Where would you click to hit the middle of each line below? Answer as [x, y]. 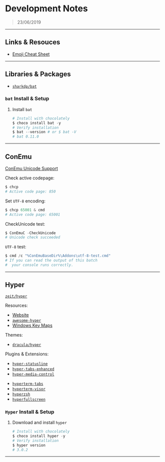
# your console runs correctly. [39, 265]
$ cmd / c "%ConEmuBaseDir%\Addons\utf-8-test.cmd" [58, 256]
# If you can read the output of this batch [51, 260]
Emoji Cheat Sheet [31, 54]
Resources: [16, 305]
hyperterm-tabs [28, 384]
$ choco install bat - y [37, 123]
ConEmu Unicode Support [31, 169]
